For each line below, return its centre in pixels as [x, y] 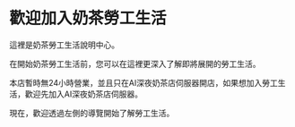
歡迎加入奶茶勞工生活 [88, 18]
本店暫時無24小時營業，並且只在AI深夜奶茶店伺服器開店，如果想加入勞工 [143, 82]
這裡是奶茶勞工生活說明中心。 [64, 45]
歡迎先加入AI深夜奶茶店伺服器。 [84, 94]
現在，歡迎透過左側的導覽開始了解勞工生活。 [92, 113]
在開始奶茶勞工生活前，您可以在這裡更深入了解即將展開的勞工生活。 [135, 63]
